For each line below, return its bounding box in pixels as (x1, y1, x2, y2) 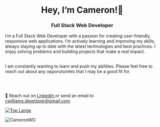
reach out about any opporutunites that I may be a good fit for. (5, 69, 131, 75)
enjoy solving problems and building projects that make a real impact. (5, 49, 145, 54)
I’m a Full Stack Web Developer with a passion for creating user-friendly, (5, 33, 151, 39)
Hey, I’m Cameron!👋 (41, 4, 124, 16)
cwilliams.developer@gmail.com (5, 98, 70, 104)
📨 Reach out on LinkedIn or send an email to (5, 93, 94, 99)
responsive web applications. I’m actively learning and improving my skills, (5, 38, 156, 44)
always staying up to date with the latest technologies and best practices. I (5, 44, 156, 50)
